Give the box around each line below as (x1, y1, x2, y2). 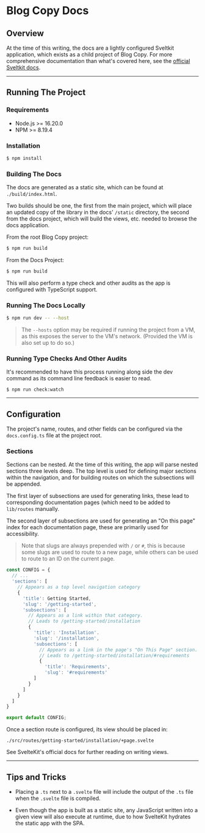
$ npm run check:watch (6, 386, 64, 393)
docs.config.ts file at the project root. (6, 432, 103, 439)
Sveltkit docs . (6, 64, 41, 71)
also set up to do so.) (21, 339, 75, 347)
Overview (6, 28, 45, 39)
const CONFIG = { (6, 567, 51, 573)
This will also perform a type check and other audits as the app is (6, 279, 171, 287)
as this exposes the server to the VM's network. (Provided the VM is (21, 333, 193, 340)
